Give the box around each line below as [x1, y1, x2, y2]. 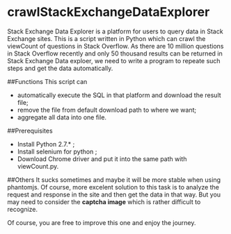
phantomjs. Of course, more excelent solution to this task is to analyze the [7, 183, 219, 191]
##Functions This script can [7, 77, 88, 85]
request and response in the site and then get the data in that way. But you [7, 190, 221, 199]
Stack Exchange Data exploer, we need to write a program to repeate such [7, 56, 221, 65]
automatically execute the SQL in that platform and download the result [17, 91, 221, 99]
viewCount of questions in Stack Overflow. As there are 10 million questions [7, 42, 224, 50]
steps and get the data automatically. [7, 64, 113, 72]
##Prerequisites [7, 126, 54, 135]
